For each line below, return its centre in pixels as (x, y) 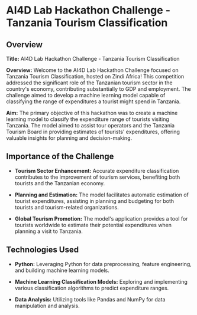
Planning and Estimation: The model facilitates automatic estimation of (102, 195)
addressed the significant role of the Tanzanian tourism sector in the (89, 83)
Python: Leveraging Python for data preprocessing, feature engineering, (103, 264)
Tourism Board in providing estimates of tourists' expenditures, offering (93, 132)
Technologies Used (42, 250)
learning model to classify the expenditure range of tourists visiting (88, 119)
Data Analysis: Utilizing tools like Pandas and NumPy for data (90, 299)
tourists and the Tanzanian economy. (60, 183)
